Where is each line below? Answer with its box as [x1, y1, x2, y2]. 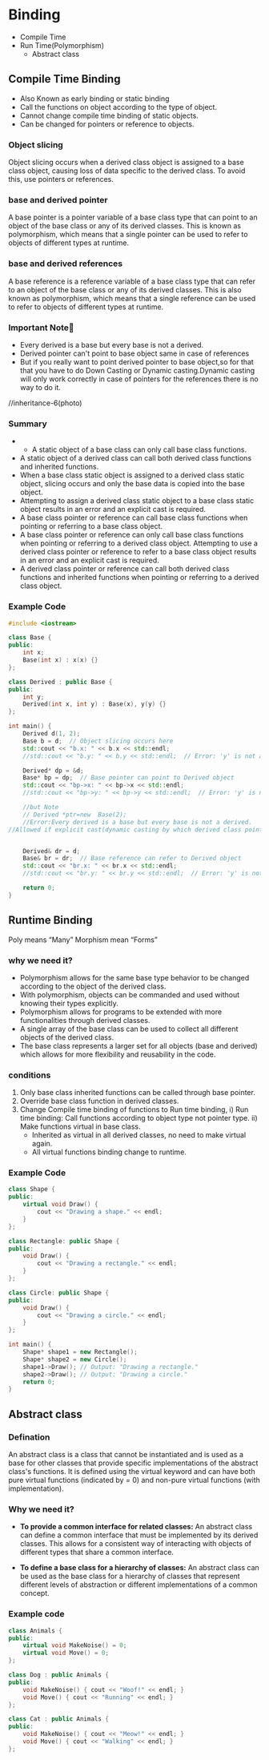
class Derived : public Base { [8, 678, 113, 686]
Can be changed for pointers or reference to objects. [19, 119, 195, 129]
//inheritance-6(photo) [8, 398, 82, 408]
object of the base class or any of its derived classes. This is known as [8, 221, 242, 231]
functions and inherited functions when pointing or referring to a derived [19, 573, 259, 582]
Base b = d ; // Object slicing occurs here [22, 737, 174, 745]
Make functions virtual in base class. [19, 1122, 141, 1131]
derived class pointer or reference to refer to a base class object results [19, 547, 257, 557]
